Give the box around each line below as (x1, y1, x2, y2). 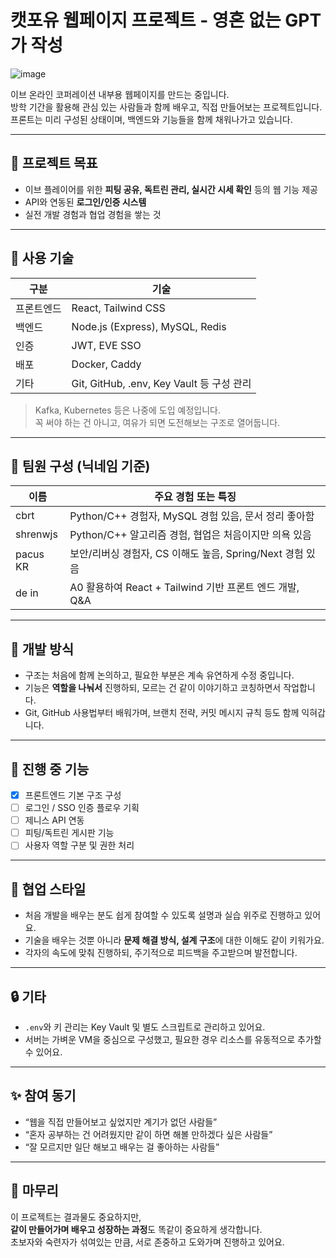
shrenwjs (15, 527, 58, 541)
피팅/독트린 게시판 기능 (24, 827, 115, 839)
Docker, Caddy (71, 357, 142, 371)
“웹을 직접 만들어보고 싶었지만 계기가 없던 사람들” (24, 1116, 218, 1128)
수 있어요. (24, 1046, 63, 1058)
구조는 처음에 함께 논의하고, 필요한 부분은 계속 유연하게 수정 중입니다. (24, 669, 295, 681)
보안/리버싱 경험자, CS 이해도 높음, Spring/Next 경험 (69, 547, 304, 561)
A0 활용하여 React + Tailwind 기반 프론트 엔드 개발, (69, 581, 300, 595)
